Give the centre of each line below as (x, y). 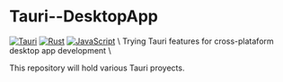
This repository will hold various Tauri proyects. (97, 68)
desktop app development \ (60, 50)
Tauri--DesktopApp (84, 16)
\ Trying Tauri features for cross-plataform (195, 41)
